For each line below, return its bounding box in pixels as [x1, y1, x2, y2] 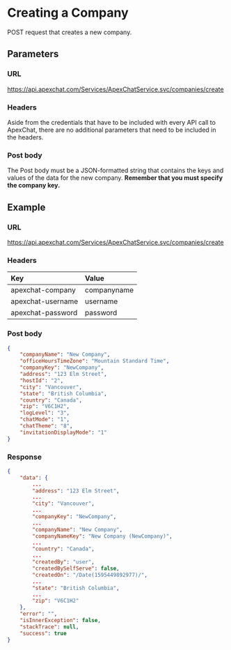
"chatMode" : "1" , [19, 416, 70, 423]
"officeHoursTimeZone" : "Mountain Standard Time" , [19, 358, 170, 365]
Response [7, 452, 42, 462]
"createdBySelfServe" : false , [32, 565, 120, 573]
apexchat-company [10, 285, 77, 295]
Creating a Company [7, 5, 129, 21]
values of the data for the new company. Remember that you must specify [7, 174, 223, 182]
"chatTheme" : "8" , [19, 423, 73, 430]
